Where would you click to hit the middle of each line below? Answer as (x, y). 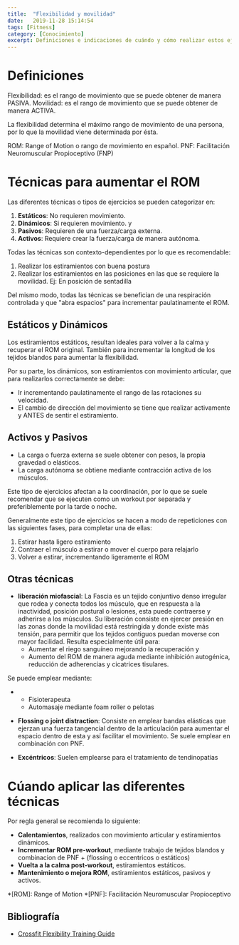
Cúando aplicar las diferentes (96, 786)
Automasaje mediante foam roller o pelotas (91, 707)
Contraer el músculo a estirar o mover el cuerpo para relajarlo (108, 549)
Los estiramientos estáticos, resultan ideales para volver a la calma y (108, 342)
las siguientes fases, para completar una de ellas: (80, 527)
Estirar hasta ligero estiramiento (64, 542)
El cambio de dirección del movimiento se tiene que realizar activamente (124, 408)
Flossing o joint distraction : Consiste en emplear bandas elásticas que (122, 721)
